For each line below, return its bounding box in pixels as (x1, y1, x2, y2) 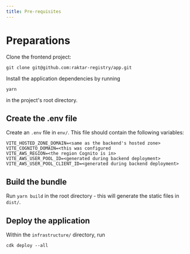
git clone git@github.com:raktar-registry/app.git (6, 65, 132, 70)
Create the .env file (6, 113, 77, 123)
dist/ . (6, 199, 21, 206)
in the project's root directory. (6, 96, 78, 103)
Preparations (6, 33, 71, 47)
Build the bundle (6, 177, 67, 187)
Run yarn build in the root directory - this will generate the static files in (6, 192, 179, 199)
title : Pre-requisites (6, 8, 61, 15)
